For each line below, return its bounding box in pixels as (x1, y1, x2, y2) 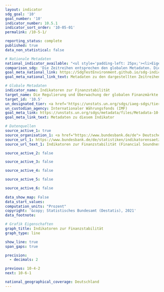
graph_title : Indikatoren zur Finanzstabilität (5, 226, 104, 231)
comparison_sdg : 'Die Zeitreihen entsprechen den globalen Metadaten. (5, 65, 152, 71)
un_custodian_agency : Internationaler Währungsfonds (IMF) (5, 106, 128, 111)
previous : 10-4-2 (5, 266, 41, 271)
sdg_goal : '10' (5, 12, 36, 17)
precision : (5, 253, 27, 258)
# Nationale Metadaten (5, 56, 51, 61)
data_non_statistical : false (5, 47, 64, 53)
